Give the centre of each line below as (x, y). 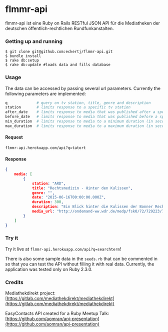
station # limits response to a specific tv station (68, 107)
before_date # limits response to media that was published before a (81, 117)
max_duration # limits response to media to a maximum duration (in (79, 126)
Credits (14, 282)
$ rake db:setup (22, 60)
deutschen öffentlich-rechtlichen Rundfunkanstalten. (59, 28)
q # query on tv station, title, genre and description (78, 103)
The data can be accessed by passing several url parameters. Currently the (83, 88)
